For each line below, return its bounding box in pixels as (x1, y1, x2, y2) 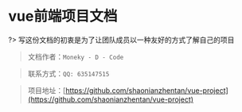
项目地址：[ (27, 85, 66, 95)
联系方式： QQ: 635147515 (27, 68, 110, 78)
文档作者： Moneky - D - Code (27, 52, 124, 61)
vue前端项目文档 (8, 7, 118, 25)
